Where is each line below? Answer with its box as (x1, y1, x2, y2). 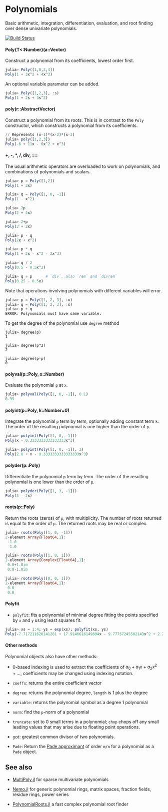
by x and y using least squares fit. (12, 617, 81, 623)
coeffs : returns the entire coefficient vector (12, 680, 102, 686)
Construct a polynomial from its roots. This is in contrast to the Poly (5, 117, 144, 123)
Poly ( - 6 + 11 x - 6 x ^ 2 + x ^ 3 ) (5, 141, 66, 146)
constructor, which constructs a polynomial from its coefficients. (5, 122, 138, 128)
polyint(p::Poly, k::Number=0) (5, 407, 69, 413)
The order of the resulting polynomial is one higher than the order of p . (5, 424, 150, 430)
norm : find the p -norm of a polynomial (12, 709, 89, 715)
